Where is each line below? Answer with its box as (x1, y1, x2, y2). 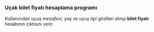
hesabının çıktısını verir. (5, 21, 54, 27)
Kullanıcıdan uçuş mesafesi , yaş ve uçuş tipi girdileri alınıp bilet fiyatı (5, 16, 149, 22)
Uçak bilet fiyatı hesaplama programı (5, 4, 97, 11)
